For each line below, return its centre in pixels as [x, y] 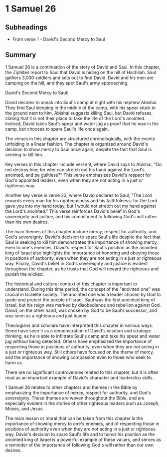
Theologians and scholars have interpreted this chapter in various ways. [79, 325]
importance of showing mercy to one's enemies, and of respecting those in [82, 423]
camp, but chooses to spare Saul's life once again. [57, 129]
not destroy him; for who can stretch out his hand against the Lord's [75, 169]
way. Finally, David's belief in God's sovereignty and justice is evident [77, 263]
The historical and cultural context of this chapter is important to [71, 284]
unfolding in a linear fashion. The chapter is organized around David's [77, 144]
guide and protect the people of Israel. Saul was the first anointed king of [80, 300]
